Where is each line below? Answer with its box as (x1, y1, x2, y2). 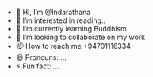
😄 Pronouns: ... (15, 53, 67, 62)
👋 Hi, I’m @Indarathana (15, 8, 91, 16)
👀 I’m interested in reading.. (15, 16, 105, 25)
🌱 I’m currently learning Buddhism (15, 24, 127, 33)
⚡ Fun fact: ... (15, 61, 59, 71)
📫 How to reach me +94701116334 (15, 42, 131, 50)
